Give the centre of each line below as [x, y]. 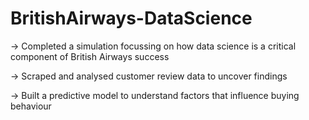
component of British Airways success [90, 56]
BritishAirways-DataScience [131, 18]
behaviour [31, 106]
